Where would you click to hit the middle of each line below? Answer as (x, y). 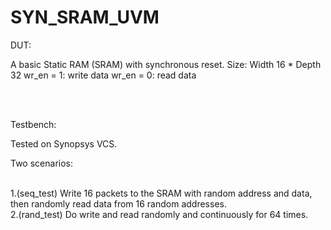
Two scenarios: (41, 163)
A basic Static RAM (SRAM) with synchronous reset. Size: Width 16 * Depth (166, 64)
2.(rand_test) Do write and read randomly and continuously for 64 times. (159, 214)
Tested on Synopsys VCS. (64, 143)
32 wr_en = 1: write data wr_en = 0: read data (103, 75)
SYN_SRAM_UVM (85, 17)
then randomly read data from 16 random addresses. (118, 203)
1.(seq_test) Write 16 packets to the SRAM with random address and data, (161, 193)
